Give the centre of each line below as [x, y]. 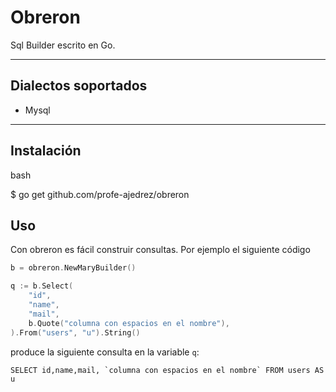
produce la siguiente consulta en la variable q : [105, 352]
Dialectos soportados [79, 86]
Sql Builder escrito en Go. [63, 45]
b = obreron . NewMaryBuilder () [73, 268]
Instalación [46, 151]
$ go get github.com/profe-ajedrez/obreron [100, 194]
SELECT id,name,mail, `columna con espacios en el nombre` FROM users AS [167, 370]
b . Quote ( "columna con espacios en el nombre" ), [129, 323]
